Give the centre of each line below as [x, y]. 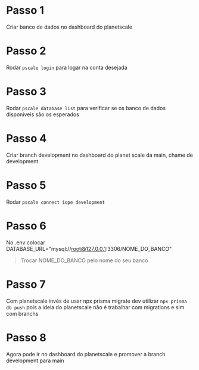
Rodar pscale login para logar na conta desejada [67, 67]
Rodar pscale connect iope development [56, 202]
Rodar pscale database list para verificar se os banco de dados [86, 108]
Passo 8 [26, 338]
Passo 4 [27, 138]
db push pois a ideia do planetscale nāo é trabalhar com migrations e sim [95, 307]
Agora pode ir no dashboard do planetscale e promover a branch [86, 354]
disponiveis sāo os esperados [43, 114]
